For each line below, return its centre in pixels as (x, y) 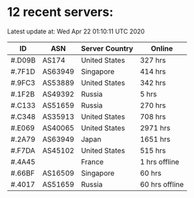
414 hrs (153, 72)
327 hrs (153, 60)
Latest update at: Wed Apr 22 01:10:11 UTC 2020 (76, 31)
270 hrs (153, 105)
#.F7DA (23, 150)
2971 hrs (155, 128)
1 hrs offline (159, 162)
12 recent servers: (60, 12)
